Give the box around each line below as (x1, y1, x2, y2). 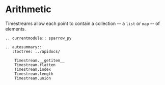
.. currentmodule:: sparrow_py (5, 36, 72, 41)
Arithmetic (5, 4, 52, 15)
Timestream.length (14, 71, 53, 76)
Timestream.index (14, 67, 51, 72)
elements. (5, 25, 26, 32)
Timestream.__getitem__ (14, 58, 65, 63)
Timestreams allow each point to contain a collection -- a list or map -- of (5, 20, 160, 26)
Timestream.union (14, 75, 51, 81)
